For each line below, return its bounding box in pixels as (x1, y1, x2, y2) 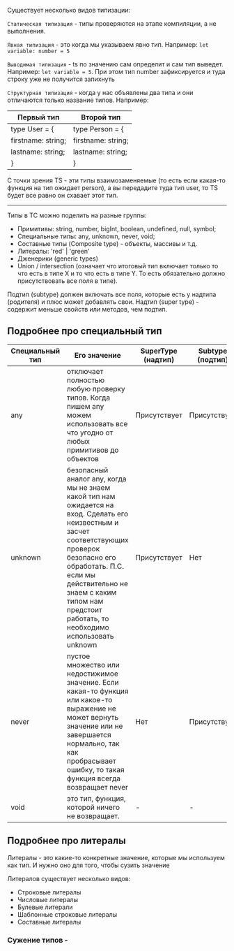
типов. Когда (66, 393, 110, 402)
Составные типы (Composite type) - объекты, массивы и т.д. (17, 240, 198, 247)
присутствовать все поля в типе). (17, 277, 118, 285)
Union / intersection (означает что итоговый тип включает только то (17, 262, 219, 270)
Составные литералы (17, 917, 81, 926)
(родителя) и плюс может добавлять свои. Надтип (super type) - (7, 298, 200, 306)
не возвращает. (66, 811, 120, 820)
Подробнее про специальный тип (7, 325, 162, 337)
